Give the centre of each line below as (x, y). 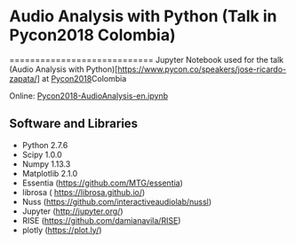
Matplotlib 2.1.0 (50, 173)
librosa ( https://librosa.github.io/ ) (84, 192)
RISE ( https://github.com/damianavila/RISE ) (101, 220)
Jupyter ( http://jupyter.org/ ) (72, 211)
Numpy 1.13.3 (46, 164)
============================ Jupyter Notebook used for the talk (147, 59)
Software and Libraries (74, 124)
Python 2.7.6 (45, 145)
